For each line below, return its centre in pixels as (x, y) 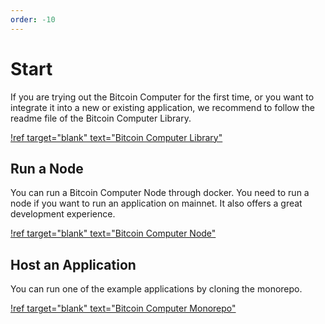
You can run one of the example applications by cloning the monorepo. (156, 289)
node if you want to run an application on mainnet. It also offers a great (156, 203)
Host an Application (73, 264)
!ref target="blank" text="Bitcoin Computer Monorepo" (123, 308)
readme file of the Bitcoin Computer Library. (101, 118)
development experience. (63, 214)
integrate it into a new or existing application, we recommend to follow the (162, 107)
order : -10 (33, 19)
